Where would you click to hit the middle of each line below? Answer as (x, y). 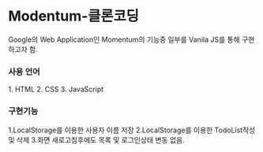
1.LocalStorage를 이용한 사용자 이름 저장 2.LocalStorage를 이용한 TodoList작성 (132, 130)
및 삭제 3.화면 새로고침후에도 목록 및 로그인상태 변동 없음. (97, 139)
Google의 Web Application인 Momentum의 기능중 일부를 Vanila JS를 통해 (124, 39)
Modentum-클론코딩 (74, 16)
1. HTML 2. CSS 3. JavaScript (56, 89)
